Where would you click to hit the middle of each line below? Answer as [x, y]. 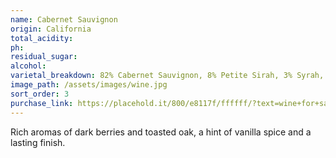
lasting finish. [38, 142]
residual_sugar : [44, 57]
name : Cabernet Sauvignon [64, 19]
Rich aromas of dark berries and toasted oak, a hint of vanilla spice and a [161, 132]
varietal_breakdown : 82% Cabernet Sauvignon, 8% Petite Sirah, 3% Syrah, [167, 76]
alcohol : [28, 66]
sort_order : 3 [40, 94]
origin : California [51, 29]
